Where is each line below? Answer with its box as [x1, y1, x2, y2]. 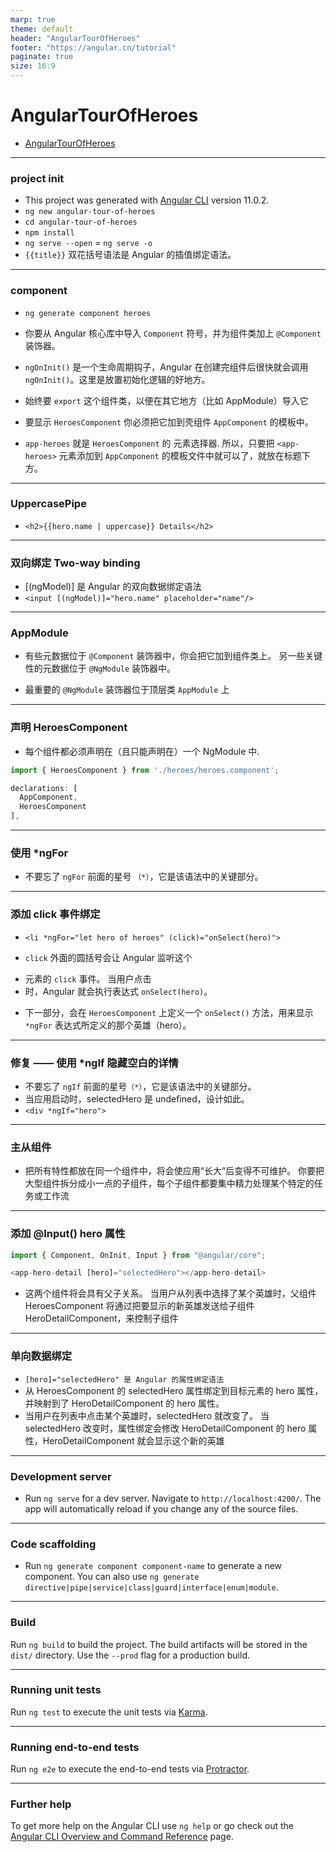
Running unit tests [10, 1683, 102, 1697]
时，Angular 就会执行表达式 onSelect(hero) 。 [24, 985, 213, 997]
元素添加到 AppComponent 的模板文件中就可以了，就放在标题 [58, 449, 302, 461]
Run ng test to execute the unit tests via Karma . [10, 1706, 208, 1718]
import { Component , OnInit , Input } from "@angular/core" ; [10, 1250, 267, 1260]
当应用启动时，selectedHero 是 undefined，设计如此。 [24, 1092, 250, 1105]
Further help [10, 1797, 72, 1811]
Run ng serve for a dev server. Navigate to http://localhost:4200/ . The [24, 1492, 322, 1504]
